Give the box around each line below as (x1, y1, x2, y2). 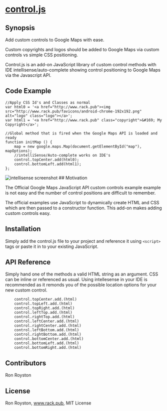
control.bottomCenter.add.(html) (14, 336, 84, 342)
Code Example (5, 87, 51, 95)
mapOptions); (5, 148, 32, 154)
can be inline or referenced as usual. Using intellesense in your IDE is (5, 277, 147, 283)
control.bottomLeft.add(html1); (14, 162, 81, 167)
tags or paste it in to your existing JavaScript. (5, 243, 98, 249)
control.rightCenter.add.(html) (14, 323, 81, 328)
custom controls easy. (5, 210, 51, 216)
